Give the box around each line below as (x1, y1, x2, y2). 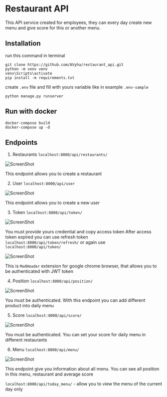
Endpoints (5, 138, 38, 147)
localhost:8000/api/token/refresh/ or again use (5, 239, 106, 245)
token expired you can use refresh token (5, 234, 88, 240)
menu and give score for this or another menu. (5, 24, 101, 30)
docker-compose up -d (5, 125, 50, 130)
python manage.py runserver (5, 93, 64, 99)
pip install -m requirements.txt (5, 75, 75, 80)
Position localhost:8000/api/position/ (12, 278, 93, 284)
